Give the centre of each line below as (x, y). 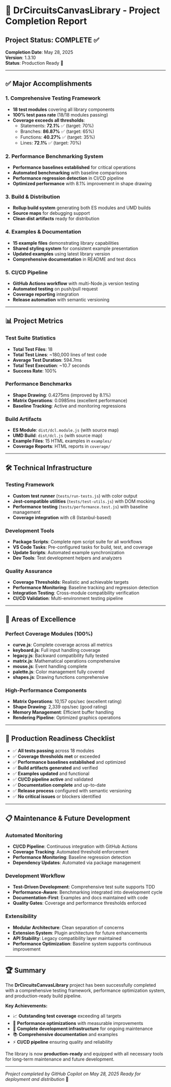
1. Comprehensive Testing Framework (53, 98)
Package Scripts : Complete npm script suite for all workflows (77, 542)
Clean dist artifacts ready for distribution (56, 219)
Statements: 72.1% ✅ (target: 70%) (57, 125)
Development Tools (30, 530)
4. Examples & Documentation (43, 232)
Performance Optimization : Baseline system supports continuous (82, 943)
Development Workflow (35, 876)
